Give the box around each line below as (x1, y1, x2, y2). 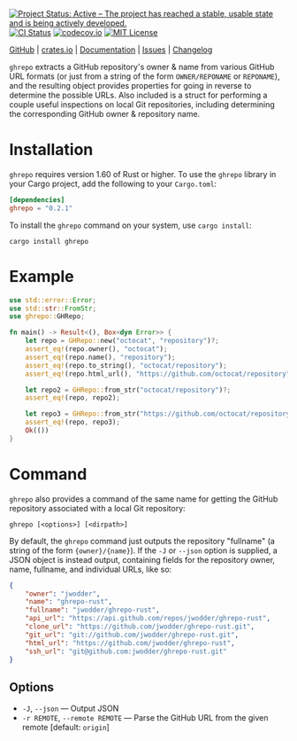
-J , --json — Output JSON (21, 703, 119, 714)
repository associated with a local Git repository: (9, 503, 186, 513)
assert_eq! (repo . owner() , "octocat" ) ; (25, 345, 168, 354)
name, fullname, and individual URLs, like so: (9, 564, 172, 574)
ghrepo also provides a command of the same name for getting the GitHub (9, 493, 278, 504)
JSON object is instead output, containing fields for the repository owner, (9, 554, 276, 565)
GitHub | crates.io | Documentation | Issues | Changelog (9, 44, 213, 55)
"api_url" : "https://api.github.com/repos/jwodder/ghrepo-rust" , (25, 614, 271, 623)
